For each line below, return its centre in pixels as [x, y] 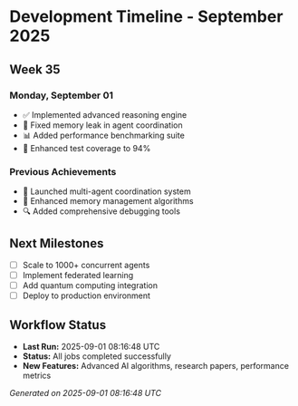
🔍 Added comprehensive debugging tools [101, 211]
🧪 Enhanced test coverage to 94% [87, 148]
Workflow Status [58, 325]
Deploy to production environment [87, 295]
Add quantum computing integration [90, 285]
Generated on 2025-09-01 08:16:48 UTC [85, 393]
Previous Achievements [63, 171]
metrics [37, 376]
